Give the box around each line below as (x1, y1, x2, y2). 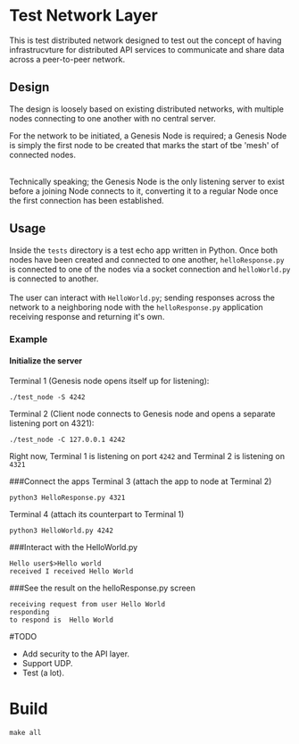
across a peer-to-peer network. (9, 54, 126, 64)
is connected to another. (9, 273, 99, 284)
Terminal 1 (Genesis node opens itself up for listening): (9, 375, 210, 386)
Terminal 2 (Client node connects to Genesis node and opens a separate (9, 408, 276, 419)
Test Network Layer (9, 5, 158, 26)
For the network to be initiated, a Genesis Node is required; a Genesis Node (9, 130, 287, 141)
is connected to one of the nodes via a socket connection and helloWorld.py (9, 263, 291, 274)
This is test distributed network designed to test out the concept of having (9, 35, 282, 46)
